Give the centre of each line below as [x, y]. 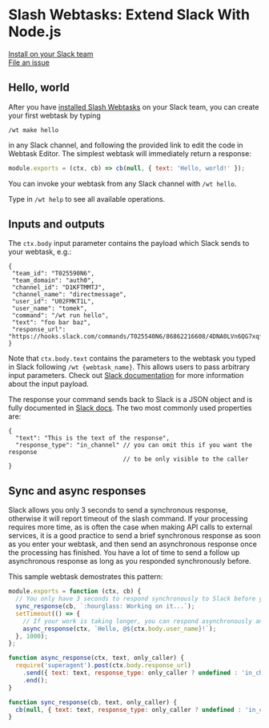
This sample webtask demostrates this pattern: [86, 577]
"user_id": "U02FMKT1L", [53, 302]
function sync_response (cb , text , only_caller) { [93, 702]
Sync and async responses [77, 491]
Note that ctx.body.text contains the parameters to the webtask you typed [132, 359]
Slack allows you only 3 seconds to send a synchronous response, [118, 510]
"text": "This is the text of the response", [93, 438]
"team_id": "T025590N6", [53, 274]
